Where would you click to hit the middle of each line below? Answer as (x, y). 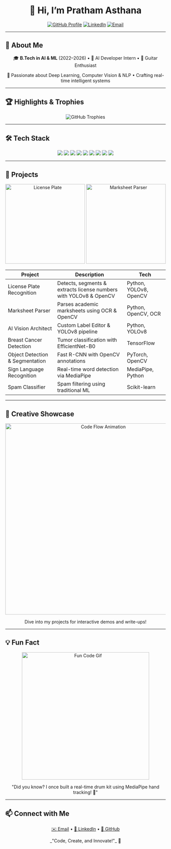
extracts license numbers (88, 290)
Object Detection (28, 355)
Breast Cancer (25, 340)
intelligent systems (91, 81)
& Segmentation (27, 361)
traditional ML (74, 391)
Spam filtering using (81, 384)
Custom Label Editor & (84, 325)
